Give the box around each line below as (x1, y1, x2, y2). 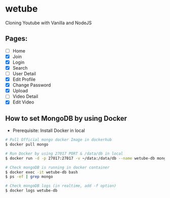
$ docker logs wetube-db (5, 188, 58, 193)
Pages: (5, 34, 28, 43)
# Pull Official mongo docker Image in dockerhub (5, 137, 112, 142)
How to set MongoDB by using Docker (5, 114, 127, 123)
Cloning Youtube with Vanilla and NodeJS (5, 20, 92, 26)
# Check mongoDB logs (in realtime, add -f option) (5, 183, 116, 188)
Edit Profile (12, 76, 36, 82)
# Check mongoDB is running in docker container (5, 165, 110, 170)
